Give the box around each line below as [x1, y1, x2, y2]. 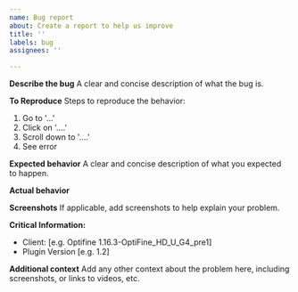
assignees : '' [9, 46, 62, 55]
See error [21, 142, 58, 152]
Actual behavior [9, 185, 70, 196]
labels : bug [9, 37, 54, 47]
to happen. [9, 168, 49, 179]
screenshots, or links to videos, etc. [9, 273, 140, 284]
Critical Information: [9, 220, 87, 231]
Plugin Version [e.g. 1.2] [21, 247, 110, 257]
